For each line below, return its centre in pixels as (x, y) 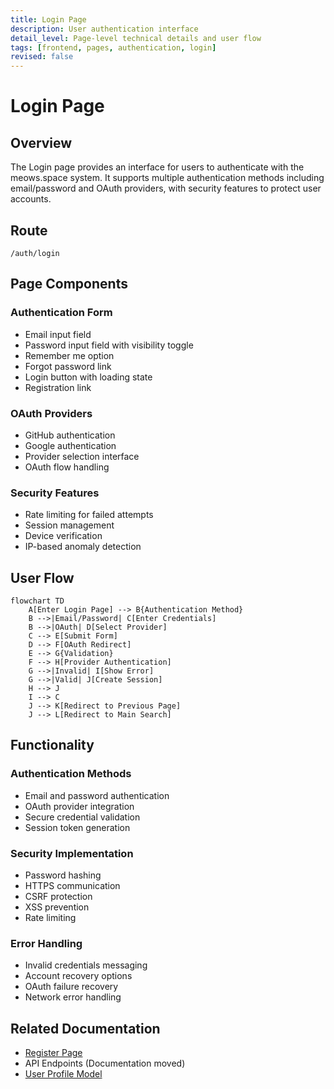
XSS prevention (57, 907)
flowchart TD (37, 601)
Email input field (58, 334)
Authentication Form (61, 313)
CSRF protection (58, 897)
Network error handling (73, 997)
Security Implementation (72, 853)
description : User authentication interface (104, 29)
